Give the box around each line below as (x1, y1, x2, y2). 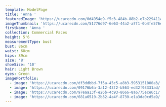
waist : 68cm (5, 48, 30, 53)
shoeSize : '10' (5, 62, 37, 67)
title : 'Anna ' (5, 12, 37, 17)
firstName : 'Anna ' (5, 26, 45, 31)
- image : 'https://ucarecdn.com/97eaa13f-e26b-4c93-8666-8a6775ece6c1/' (9, 90, 163, 95)
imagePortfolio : (5, 76, 39, 81)
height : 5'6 (5, 35, 30, 40)
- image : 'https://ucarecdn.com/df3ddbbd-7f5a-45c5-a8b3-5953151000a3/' (9, 80, 163, 85)
